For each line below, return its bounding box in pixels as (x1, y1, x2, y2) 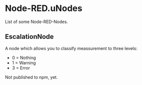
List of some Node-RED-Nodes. (5, 19, 69, 24)
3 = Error (12, 65, 30, 71)
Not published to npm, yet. (5, 74, 58, 80)
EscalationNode (5, 33, 54, 41)
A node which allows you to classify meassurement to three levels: (5, 45, 138, 51)
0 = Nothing (12, 55, 36, 61)
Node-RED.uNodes (5, 3, 83, 14)
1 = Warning (12, 60, 36, 65)
